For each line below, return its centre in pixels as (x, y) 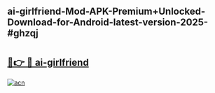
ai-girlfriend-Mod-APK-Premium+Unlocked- (106, 12)
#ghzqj (23, 33)
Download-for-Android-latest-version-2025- (108, 23)
